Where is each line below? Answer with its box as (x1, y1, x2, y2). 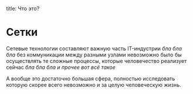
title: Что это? (6, 5, 40, 12)
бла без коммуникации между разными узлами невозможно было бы (6, 51, 182, 58)
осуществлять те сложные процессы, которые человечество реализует (6, 57, 187, 64)
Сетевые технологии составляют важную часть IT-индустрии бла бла (6, 45, 182, 52)
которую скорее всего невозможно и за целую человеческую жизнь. (6, 81, 181, 88)
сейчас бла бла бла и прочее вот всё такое (6, 63, 116, 70)
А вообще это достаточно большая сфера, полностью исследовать (6, 75, 175, 82)
